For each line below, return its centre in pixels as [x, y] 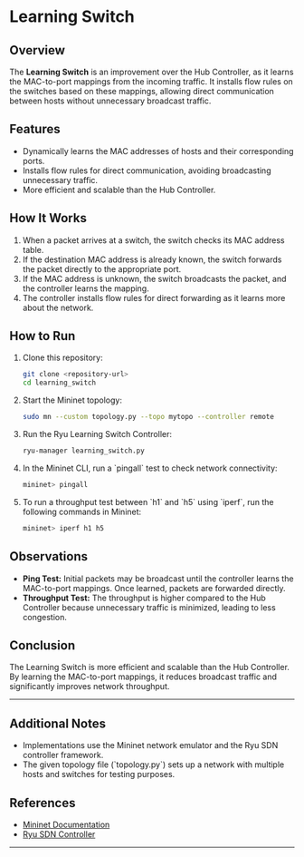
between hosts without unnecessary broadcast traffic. [110, 101]
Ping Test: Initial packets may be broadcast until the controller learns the [158, 579]
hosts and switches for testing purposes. [99, 774]
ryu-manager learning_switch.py [83, 451]
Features [35, 129]
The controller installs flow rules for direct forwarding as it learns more [154, 297]
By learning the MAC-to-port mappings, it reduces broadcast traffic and [143, 677]
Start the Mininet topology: [72, 400]
